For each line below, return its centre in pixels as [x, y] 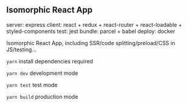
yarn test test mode [32, 85]
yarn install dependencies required [50, 61]
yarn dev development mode [42, 73]
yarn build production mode [42, 96]
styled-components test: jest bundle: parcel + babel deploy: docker [91, 31]
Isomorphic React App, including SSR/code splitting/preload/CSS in [91, 43]
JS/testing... [21, 49]
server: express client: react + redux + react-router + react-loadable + [94, 24]
